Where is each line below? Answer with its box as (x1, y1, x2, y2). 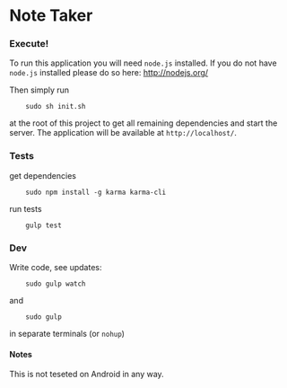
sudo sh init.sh (25, 102, 87, 111)
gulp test (25, 221, 63, 230)
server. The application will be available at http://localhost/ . (9, 128, 238, 138)
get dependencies (9, 170, 76, 181)
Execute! (9, 38, 49, 50)
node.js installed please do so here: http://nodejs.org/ (9, 67, 209, 78)
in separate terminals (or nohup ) (9, 329, 126, 339)
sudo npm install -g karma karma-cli (25, 188, 167, 197)
